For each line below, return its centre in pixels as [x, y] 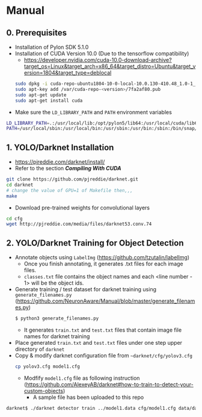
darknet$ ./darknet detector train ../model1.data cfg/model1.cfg [91, 408]
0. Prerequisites [37, 33]
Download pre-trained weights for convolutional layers [82, 208]
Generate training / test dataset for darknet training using [85, 289]
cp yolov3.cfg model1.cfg [47, 366]
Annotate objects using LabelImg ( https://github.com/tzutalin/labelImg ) [102, 258]
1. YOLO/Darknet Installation [60, 147]
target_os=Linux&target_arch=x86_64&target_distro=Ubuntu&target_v [110, 66]
